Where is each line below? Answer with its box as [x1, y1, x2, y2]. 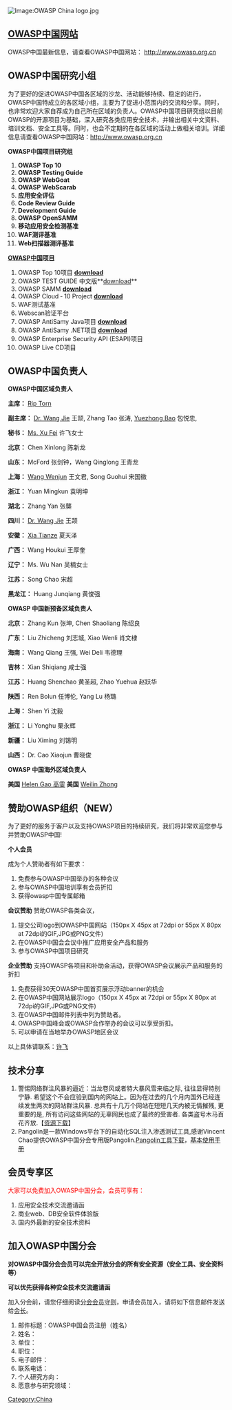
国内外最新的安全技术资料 [17, 1218, 91, 1226]
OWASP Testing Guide [17, 168, 83, 176]
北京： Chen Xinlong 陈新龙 [8, 443, 86, 451]
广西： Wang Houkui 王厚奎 [8, 546, 86, 554]
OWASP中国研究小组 [8, 70, 96, 82]
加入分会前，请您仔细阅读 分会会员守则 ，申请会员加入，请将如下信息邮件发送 [8, 1298, 225, 1306]
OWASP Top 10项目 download [17, 268, 104, 276]
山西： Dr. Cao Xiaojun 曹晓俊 [8, 751, 92, 759]
